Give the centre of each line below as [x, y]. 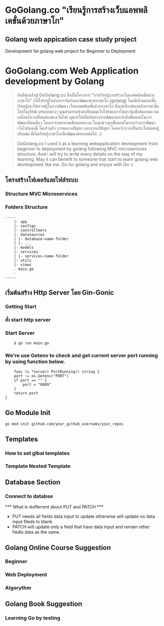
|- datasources [29, 235]
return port [26, 393]
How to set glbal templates [37, 453]
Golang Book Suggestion [44, 604]
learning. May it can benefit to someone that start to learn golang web [87, 159]
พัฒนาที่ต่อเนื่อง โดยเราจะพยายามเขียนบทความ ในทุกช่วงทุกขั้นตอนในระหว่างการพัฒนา [86, 122]
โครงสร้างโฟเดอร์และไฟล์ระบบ [42, 180]
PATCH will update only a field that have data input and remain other [81, 527]
